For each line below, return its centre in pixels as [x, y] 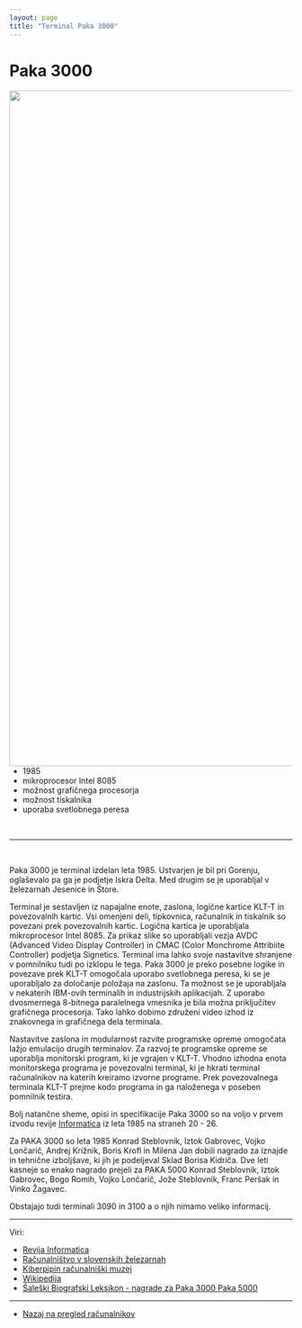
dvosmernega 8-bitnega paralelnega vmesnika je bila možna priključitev [143, 1003]
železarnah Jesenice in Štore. [64, 889]
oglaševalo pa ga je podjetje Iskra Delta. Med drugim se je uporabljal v [139, 880]
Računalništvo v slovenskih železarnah [94, 1260]
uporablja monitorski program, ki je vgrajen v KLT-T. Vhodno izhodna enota [148, 1059]
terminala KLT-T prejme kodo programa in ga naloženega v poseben [135, 1087]
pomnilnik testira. [41, 1096]
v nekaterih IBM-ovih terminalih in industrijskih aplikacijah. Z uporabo [137, 993]
